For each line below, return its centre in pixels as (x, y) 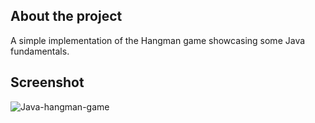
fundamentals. (40, 51)
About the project (66, 16)
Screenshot (47, 82)
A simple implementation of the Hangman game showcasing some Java (158, 40)
